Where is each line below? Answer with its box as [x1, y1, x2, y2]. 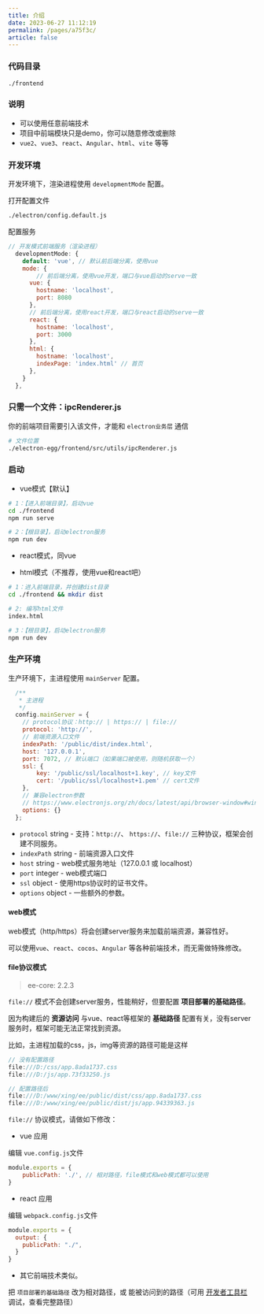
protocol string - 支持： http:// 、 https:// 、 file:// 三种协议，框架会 [19, 829, 247, 838]
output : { [15, 1234, 47, 1242]
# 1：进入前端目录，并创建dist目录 [8, 584, 109, 592]
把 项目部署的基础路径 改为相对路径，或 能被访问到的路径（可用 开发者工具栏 [8, 1287, 247, 1297]
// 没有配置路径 [8, 1056, 54, 1063]
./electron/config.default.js [8, 212, 108, 220]
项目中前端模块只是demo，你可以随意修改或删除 [19, 128, 177, 138]
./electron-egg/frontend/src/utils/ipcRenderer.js [8, 444, 178, 452]
